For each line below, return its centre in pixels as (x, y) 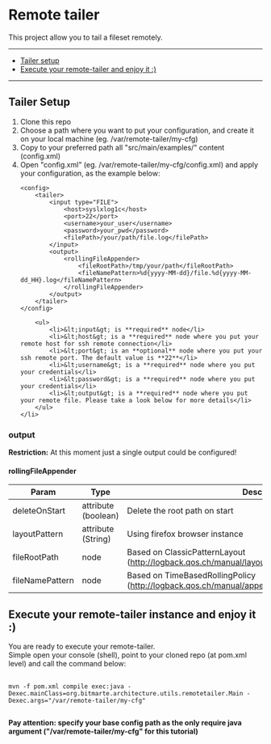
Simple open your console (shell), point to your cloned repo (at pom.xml (128, 655)
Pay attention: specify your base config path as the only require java (125, 723)
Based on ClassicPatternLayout (186, 552)
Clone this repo (45, 121)
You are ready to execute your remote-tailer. (82, 647)
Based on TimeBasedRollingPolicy (192, 576)
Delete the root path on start (180, 511)
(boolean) (100, 516)
